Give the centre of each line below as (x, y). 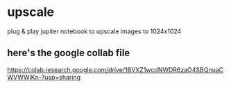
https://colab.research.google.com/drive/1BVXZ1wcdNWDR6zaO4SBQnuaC (115, 69)
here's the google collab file (69, 53)
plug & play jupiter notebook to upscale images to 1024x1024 (94, 31)
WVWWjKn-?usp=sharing (44, 77)
